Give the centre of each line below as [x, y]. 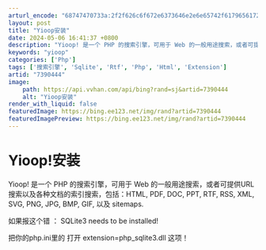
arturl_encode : [33, 15]
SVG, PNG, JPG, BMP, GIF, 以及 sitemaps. [76, 204]
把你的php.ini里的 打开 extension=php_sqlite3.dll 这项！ [99, 237]
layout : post [30, 23]
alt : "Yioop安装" [50, 97]
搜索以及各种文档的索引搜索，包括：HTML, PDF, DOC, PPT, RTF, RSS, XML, [131, 194]
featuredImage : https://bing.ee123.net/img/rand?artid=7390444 [115, 112]
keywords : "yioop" [38, 52]
